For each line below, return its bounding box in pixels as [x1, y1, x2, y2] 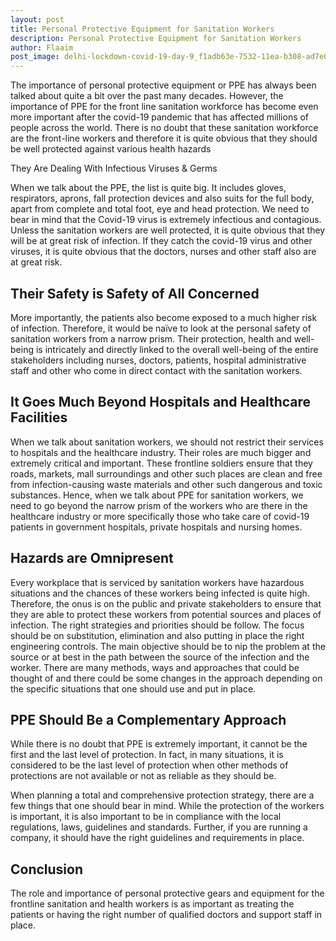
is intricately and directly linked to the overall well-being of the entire [35, 343, 319, 355]
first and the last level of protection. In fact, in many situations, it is [10, 749, 284, 761]
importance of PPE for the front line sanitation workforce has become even [10, 101, 319, 113]
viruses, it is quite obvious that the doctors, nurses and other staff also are [10, 246, 317, 258]
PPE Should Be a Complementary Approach [10, 711, 287, 728]
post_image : [10, 52, 60, 62]
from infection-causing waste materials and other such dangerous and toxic [10, 478, 323, 490]
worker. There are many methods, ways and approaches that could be [10, 661, 300, 673]
